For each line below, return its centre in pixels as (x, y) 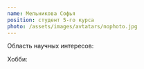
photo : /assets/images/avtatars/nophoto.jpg (72, 26)
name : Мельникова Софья (42, 13)
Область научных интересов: (51, 46)
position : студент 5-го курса (51, 20)
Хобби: (17, 59)
